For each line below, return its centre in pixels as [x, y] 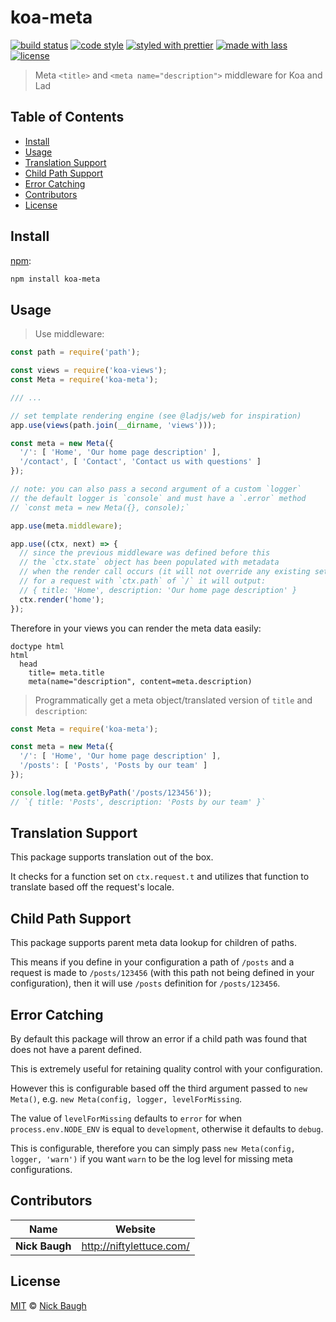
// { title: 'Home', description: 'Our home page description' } [158, 590]
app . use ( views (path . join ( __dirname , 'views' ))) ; [113, 425]
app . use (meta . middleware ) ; [66, 526]
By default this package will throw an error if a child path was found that [159, 1039]
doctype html [37, 646]
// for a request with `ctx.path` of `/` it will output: [143, 581]
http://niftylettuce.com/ [135, 1246]
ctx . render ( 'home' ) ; [62, 599]
